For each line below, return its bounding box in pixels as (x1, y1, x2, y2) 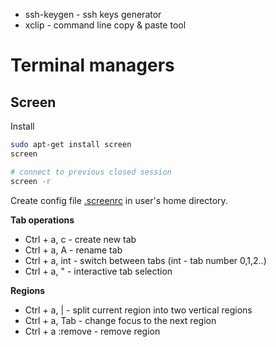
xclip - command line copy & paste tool (24, 19, 187, 31)
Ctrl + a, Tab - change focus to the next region (24, 314, 217, 326)
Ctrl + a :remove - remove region (24, 325, 161, 337)
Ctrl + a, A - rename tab (24, 244, 123, 256)
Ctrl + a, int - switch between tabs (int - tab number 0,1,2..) (24, 254, 267, 266)
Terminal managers (10, 54, 175, 77)
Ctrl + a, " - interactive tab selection (24, 265, 173, 277)
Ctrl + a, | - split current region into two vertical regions (24, 304, 253, 316)
